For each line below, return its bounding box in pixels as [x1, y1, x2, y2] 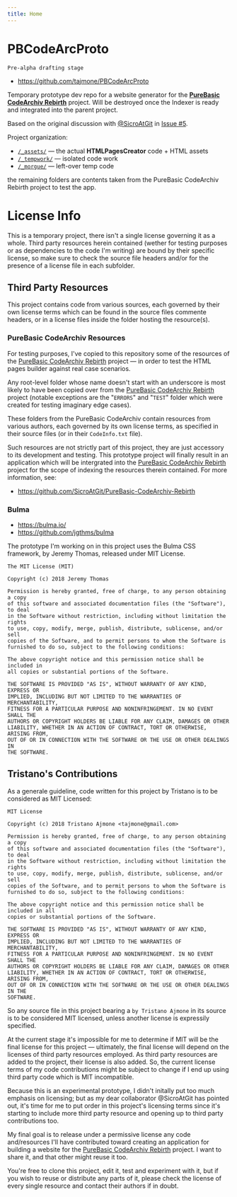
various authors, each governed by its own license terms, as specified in [7, 422, 219, 430]
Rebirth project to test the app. [7, 183, 97, 191]
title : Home [7, 10, 42, 18]
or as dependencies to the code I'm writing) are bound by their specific [7, 246, 215, 255]
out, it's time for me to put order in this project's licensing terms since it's [7, 1101, 221, 1110]
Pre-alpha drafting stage [7, 64, 83, 71]
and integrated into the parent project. [7, 105, 118, 114]
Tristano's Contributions [7, 768, 118, 780]
